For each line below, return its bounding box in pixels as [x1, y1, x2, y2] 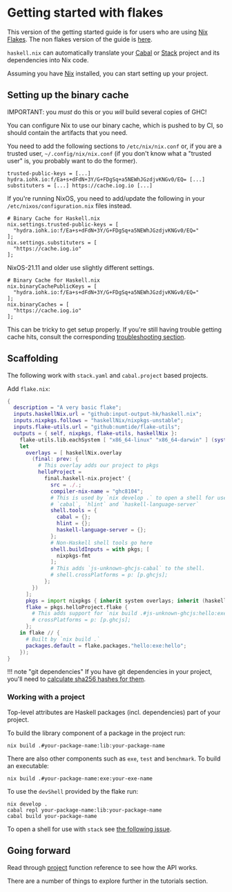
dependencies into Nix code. [7, 55, 89, 64]
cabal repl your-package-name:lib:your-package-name [7, 806, 162, 814]
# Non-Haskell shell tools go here [50, 539, 153, 546]
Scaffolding [7, 353, 59, 365]
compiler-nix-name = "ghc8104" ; [50, 488, 144, 495]
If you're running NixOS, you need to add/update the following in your [7, 194, 205, 202]
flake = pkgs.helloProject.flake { [25, 603, 128, 610]
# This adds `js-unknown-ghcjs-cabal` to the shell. [50, 565, 206, 572]
